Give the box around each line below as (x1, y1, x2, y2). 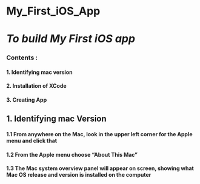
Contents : (6, 53, 38, 62)
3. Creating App (6, 96, 47, 103)
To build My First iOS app (6, 32, 135, 46)
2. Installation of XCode (6, 82, 67, 90)
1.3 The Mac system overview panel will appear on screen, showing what (6, 165, 194, 172)
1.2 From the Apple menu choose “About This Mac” (6, 151, 138, 158)
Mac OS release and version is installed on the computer (6, 171, 152, 179)
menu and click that (6, 137, 58, 145)
